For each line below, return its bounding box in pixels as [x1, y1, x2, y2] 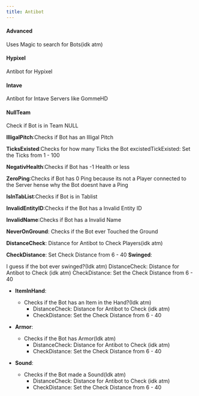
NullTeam [6, 109, 31, 116]
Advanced [6, 28, 33, 35]
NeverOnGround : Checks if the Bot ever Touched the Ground [6, 228, 158, 235]
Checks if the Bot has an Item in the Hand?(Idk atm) [23, 299, 152, 306]
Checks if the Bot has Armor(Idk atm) [23, 335, 116, 343]
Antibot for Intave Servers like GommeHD [6, 95, 108, 102]
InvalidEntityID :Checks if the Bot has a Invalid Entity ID [6, 205, 142, 212]
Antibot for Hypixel [6, 68, 53, 75]
